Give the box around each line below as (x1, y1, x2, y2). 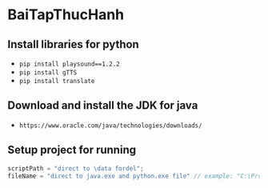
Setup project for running (7, 143, 137, 157)
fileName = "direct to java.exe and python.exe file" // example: (7, 172, 234, 180)
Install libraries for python (7, 38, 139, 51)
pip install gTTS (18, 69, 78, 77)
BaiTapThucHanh (7, 6, 125, 24)
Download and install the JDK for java (7, 98, 198, 113)
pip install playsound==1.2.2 (18, 60, 121, 68)
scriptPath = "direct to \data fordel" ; (7, 164, 145, 173)
